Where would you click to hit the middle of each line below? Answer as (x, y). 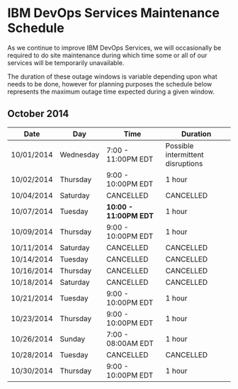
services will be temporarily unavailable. (66, 62)
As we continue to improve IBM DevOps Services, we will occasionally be (114, 47)
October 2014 (38, 114)
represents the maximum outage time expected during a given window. (111, 91)
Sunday (73, 339)
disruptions (184, 163)
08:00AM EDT (130, 343)
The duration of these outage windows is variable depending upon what (112, 77)
